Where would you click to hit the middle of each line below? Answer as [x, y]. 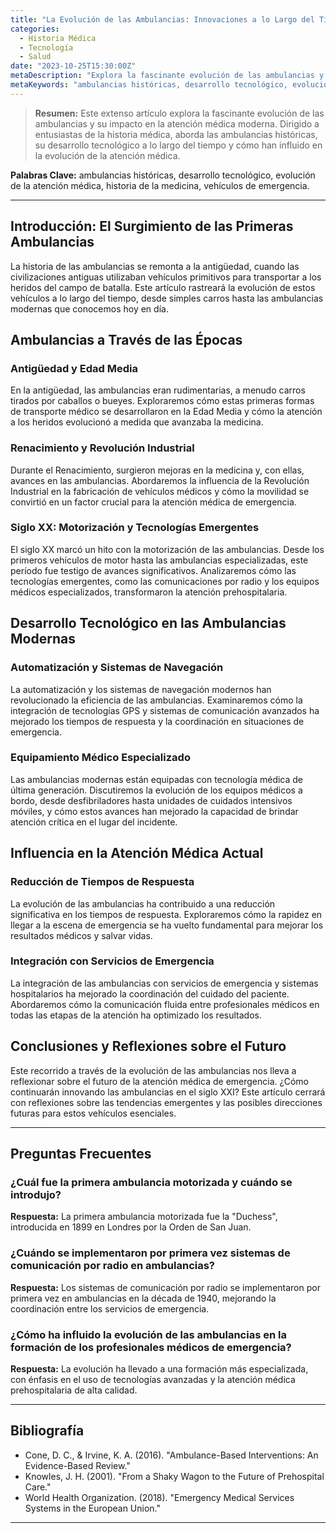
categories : [35, 29]
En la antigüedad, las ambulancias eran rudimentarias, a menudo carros [158, 390]
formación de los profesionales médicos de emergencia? [151, 1347]
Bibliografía [47, 1431]
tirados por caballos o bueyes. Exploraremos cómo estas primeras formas [162, 401]
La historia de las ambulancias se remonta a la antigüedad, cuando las [155, 266]
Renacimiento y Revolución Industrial [102, 448]
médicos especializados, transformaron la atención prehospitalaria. [149, 592]
